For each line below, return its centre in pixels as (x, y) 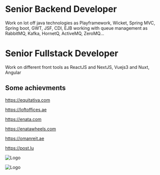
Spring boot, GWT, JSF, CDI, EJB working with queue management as (76, 28)
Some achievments (35, 88)
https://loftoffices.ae (26, 110)
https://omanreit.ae (25, 138)
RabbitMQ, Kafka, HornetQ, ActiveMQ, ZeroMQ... (55, 33)
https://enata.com (24, 119)
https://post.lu (20, 148)
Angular (13, 72)
